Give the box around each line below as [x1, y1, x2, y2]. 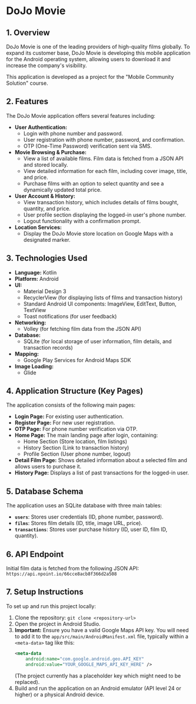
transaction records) [23, 344, 74, 351]
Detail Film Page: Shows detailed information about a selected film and [14, 457, 187, 464]
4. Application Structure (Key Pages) [6, 386, 144, 396]
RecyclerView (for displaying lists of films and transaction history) [23, 294, 183, 301]
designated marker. [23, 236, 71, 243]
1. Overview [6, 28, 50, 38]
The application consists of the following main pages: [6, 401, 136, 409]
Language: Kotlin [14, 269, 57, 276]
